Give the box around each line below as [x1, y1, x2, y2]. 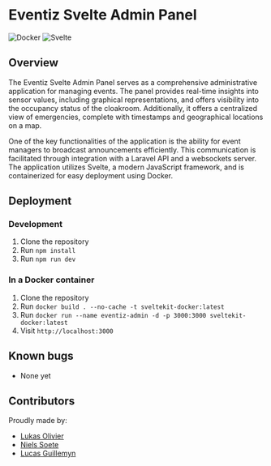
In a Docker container [8, 274, 95, 285]
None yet [19, 370, 51, 380]
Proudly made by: [8, 416, 67, 425]
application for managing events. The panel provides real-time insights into [8, 86, 260, 96]
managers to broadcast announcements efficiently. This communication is [8, 144, 256, 155]
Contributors [8, 394, 75, 408]
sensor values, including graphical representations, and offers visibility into [8, 95, 260, 105]
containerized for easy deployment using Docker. [8, 170, 173, 180]
